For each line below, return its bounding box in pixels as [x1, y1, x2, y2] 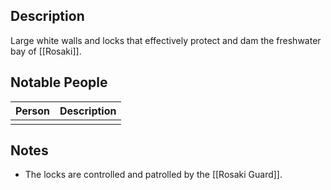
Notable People [10, 74, 108, 91]
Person [15, 104, 51, 118]
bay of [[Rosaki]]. [10, 45, 82, 57]
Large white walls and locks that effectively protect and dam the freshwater [10, 34, 322, 46]
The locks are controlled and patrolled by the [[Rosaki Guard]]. [24, 169, 283, 181]
